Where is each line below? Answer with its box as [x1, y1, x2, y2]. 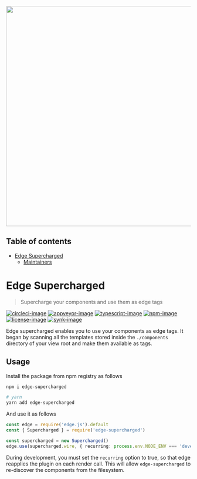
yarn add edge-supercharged [6, 400, 75, 406]
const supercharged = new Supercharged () [6, 437, 109, 444]
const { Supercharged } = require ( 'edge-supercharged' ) [6, 427, 145, 433]
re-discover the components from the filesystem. [6, 466, 125, 473]
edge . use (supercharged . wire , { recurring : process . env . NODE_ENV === [6, 443, 177, 449]
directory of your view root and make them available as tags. [6, 340, 152, 347]
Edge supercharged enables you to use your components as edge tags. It [6, 327, 184, 334]
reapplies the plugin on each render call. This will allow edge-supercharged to [6, 460, 191, 467]
